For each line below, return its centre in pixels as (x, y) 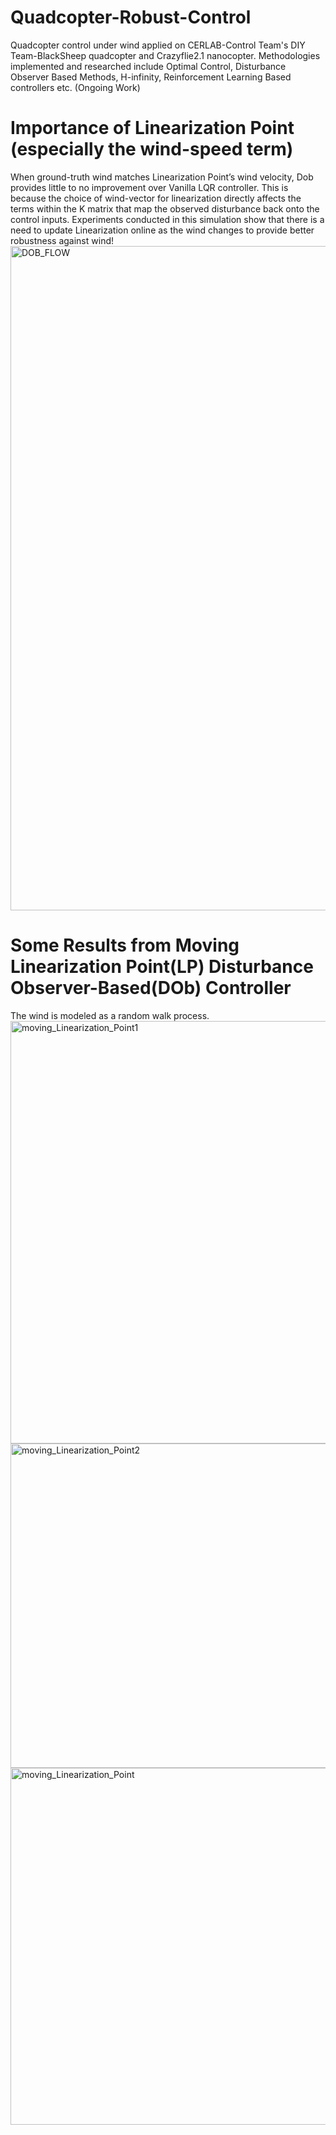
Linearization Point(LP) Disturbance (162, 967)
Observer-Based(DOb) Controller (151, 988)
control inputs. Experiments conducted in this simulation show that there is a (167, 219)
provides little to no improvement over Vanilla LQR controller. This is (149, 187)
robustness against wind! (62, 240)
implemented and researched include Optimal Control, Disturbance (148, 66)
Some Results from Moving (125, 945)
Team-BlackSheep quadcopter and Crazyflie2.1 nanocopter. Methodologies (165, 55)
